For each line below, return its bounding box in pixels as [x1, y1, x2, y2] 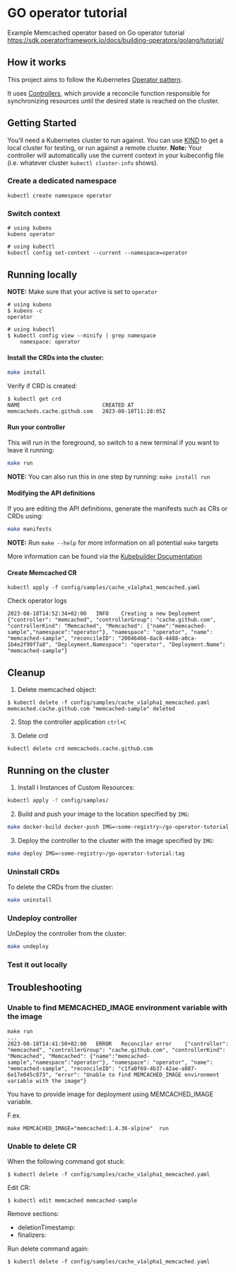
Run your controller [7, 423, 66, 431]
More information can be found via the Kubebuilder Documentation [7, 552, 203, 561]
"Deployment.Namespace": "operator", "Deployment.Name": [54, 641, 226, 649]
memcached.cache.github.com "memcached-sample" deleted [7, 705, 175, 712]
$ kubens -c [7, 307, 42, 314]
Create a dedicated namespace [7, 176, 117, 186]
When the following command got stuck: [7, 1157, 126, 1166]
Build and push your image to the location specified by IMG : [17, 810, 189, 818]
